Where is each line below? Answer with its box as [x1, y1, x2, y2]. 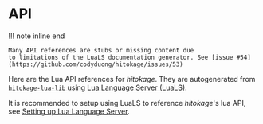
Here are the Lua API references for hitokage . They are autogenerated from [8, 74, 256, 83]
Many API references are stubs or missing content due [8, 46, 194, 54]
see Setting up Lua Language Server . [8, 107, 130, 116]
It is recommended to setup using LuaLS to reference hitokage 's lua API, [8, 98, 246, 107]
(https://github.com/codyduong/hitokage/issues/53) [8, 60, 183, 68]
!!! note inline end [8, 31, 65, 41]
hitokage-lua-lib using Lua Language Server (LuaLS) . [8, 83, 187, 92]
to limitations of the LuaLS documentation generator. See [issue [8, 53, 234, 61]
